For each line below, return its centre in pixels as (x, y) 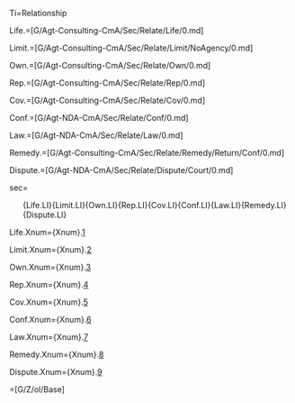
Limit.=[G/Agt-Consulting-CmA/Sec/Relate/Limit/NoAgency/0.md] (131, 48)
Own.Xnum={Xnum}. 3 (50, 267)
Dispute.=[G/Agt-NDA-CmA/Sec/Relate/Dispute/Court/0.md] (121, 170)
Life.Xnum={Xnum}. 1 (47, 232)
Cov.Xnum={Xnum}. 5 (49, 302)
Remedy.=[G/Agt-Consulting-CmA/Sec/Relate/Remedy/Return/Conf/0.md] (147, 153)
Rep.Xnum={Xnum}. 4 (49, 284)
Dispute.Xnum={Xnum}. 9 (56, 372)
